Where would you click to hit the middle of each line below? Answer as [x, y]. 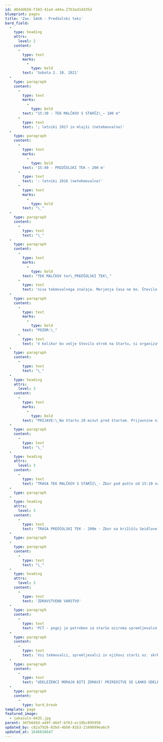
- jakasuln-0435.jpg [30, 718]
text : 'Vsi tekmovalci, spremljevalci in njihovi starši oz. [86, 655]
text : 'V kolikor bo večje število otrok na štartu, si [80, 344]
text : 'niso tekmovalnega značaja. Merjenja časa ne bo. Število [90, 289]
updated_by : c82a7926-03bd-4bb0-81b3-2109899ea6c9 [57, 727]
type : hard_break [40, 705]
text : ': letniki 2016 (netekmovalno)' [63, 181]
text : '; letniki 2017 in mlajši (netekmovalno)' [73, 127]
